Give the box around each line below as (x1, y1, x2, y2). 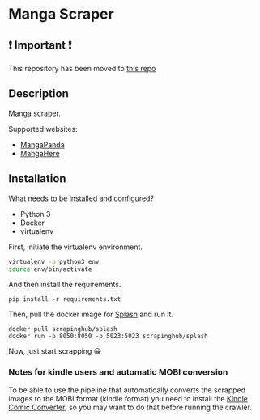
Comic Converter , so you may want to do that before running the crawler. (8, 402, 253, 412)
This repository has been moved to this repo (8, 64, 156, 73)
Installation (8, 172, 66, 186)
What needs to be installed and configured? (8, 193, 155, 203)
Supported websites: (8, 124, 79, 134)
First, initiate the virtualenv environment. (8, 242, 143, 252)
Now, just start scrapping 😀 (8, 346, 102, 356)
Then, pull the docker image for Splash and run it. (8, 309, 174, 320)
